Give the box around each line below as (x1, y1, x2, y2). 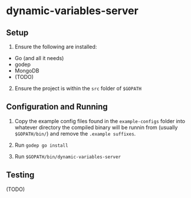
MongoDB (14, 67, 39, 74)
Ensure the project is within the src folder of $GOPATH (14, 85, 141, 92)
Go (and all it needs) (14, 55, 64, 61)
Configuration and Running (6, 102, 108, 112)
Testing (6, 170, 35, 180)
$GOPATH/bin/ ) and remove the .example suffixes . (14, 130, 136, 137)
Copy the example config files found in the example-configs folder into (14, 117, 186, 124)
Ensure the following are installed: (14, 43, 97, 50)
